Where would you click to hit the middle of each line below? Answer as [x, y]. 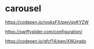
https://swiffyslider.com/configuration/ [44, 31]
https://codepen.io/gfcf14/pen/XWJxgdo [46, 41]
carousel [23, 9]
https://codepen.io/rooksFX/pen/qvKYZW [47, 22]
